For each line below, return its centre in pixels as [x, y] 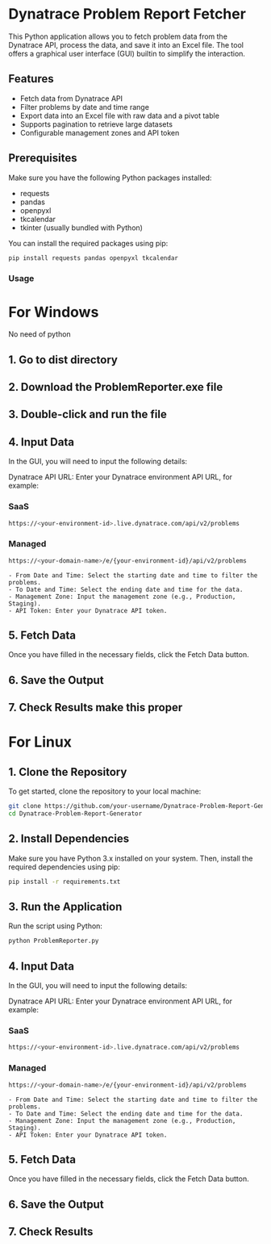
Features [31, 79]
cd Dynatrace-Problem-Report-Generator [75, 814]
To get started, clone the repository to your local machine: [105, 791]
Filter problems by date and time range [84, 107]
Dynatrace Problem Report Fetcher [127, 14]
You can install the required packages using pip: [88, 243]
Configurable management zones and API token [100, 132]
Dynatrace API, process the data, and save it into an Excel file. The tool [126, 44]
